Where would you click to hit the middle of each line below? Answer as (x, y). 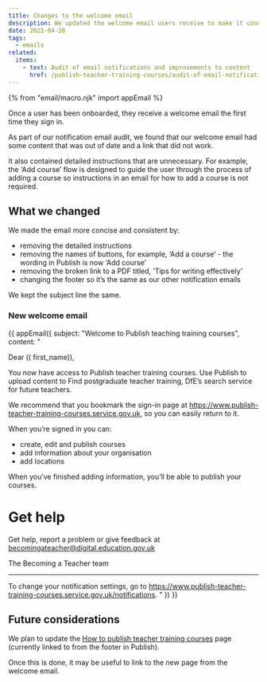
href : (38, 75)
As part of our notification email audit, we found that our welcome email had (133, 137)
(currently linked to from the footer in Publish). (84, 647)
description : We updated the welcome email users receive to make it (126, 23)
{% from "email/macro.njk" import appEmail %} (85, 97)
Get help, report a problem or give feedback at (84, 539)
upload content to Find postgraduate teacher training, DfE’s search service (130, 381)
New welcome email (48, 316)
